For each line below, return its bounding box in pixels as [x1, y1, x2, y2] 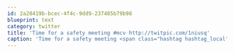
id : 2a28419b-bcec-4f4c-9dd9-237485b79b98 [7, 10, 132, 17]
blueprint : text [7, 17, 54, 23]
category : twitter [7, 23, 61, 30]
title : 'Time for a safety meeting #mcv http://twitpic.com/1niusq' [7, 29, 210, 36]
